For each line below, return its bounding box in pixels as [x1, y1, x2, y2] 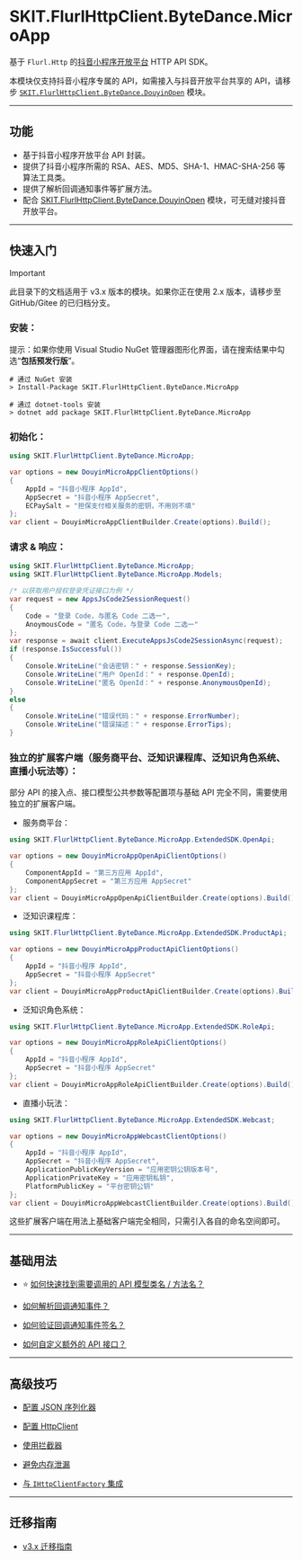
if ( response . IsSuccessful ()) [9, 645, 123, 654]
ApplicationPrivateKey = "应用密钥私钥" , [25, 1173, 175, 1182]
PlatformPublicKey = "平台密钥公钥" [25, 1181, 155, 1190]
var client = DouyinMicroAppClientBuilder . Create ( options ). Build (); [9, 518, 271, 527]
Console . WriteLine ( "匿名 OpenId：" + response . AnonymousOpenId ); [25, 678, 271, 687]
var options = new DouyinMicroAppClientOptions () [9, 468, 200, 477]
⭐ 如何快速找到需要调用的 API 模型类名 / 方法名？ [22, 1279, 205, 1289]
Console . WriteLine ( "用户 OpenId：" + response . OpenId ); [25, 670, 235, 679]
